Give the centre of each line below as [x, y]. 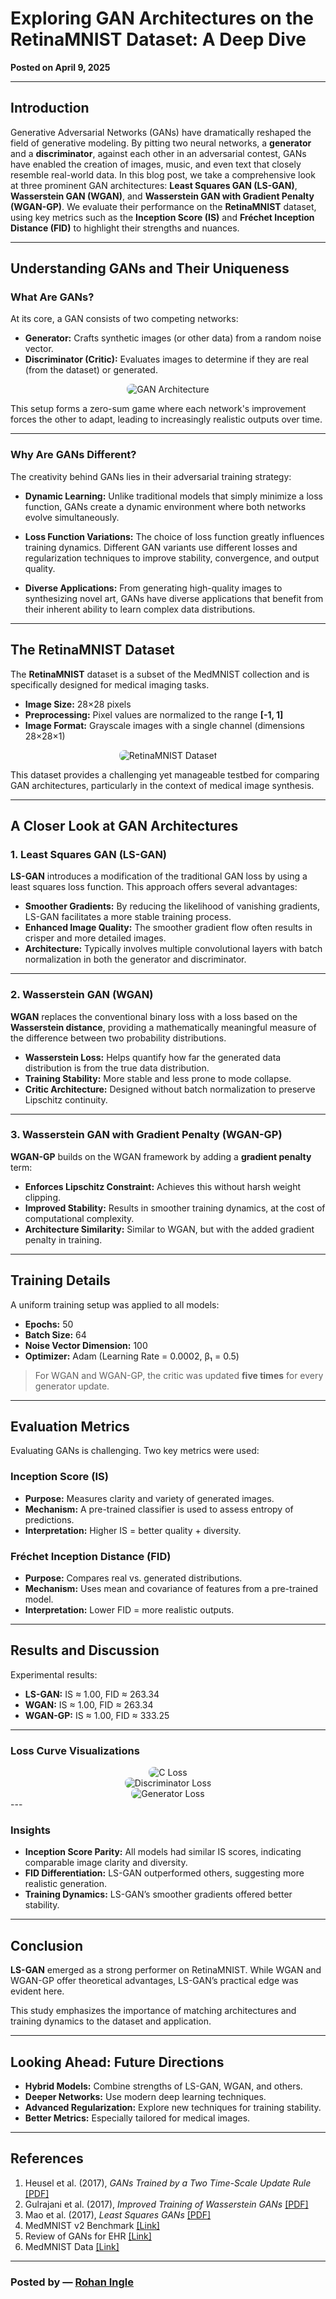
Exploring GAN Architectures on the [162, 18]
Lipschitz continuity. [66, 1099]
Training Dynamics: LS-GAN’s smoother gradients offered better [158, 1894]
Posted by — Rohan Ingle [72, 2282]
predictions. [49, 1519]
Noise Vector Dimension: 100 [86, 1345]
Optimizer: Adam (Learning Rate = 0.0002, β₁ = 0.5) [132, 1356]
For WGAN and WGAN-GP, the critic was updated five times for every [179, 1375]
